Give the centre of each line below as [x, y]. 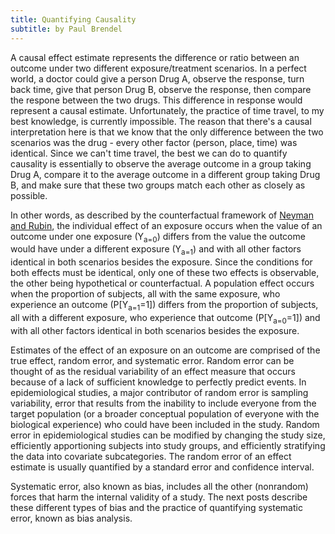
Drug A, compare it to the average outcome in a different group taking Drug [165, 174]
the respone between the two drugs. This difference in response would [156, 100]
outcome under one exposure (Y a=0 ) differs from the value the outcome [158, 237]
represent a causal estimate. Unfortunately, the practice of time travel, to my [167, 110]
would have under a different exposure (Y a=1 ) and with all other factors [156, 250]
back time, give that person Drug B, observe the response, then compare [161, 89]
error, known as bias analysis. [71, 518]
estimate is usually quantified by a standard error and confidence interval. [162, 467]
